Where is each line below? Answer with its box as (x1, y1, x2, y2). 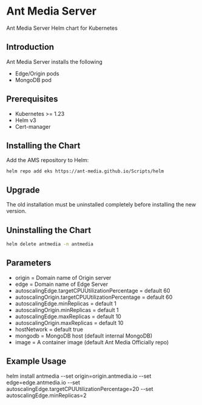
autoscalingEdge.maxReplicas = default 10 (15, 313, 121, 320)
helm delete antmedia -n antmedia (6, 241, 94, 247)
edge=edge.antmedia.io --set (6, 378, 80, 386)
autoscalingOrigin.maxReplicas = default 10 (15, 319, 124, 326)
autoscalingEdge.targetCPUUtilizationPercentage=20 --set (6, 385, 153, 392)
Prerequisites (6, 94, 58, 104)
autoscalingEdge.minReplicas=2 (6, 392, 87, 399)
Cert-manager (15, 123, 51, 130)
